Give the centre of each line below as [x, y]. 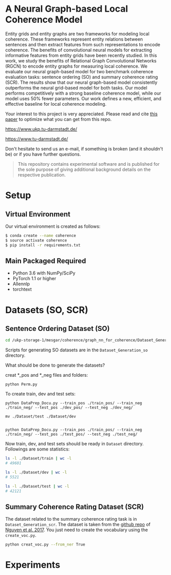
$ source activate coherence [36, 240]
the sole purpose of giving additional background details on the [84, 169]
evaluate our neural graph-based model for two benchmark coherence [79, 71]
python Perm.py [21, 384]
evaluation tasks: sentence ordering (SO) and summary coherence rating [82, 77]
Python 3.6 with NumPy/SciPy [44, 273]
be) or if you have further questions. [43, 154]
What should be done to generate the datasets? [55, 365]
